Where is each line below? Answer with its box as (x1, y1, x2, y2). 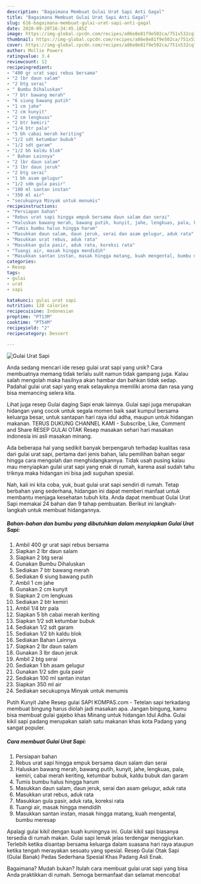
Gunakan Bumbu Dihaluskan (15, 560, 85, 567)
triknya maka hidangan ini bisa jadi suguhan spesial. (7, 469, 135, 477)
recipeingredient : (7, 64, 52, 70)
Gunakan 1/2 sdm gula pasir (15, 668, 84, 676)
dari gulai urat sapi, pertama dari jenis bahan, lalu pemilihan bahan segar (7, 450, 185, 458)
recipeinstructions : (7, 203, 58, 209)
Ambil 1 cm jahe (15, 579, 54, 587)
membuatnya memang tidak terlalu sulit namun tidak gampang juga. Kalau (7, 370, 188, 377)
